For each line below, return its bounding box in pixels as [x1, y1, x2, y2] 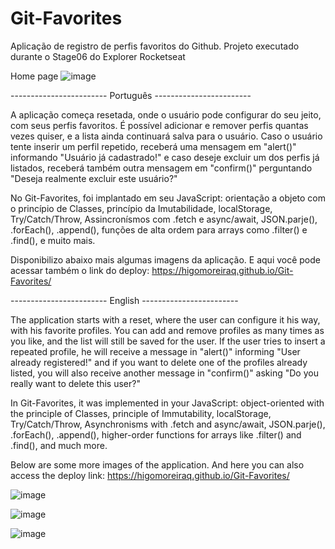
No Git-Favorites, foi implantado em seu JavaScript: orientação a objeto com [10, 192, 327, 204]
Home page [10, 70, 59, 82]
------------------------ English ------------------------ [10, 294, 239, 306]
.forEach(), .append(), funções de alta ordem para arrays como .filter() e [10, 223, 308, 236]
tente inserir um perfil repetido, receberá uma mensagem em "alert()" [10, 140, 297, 152]
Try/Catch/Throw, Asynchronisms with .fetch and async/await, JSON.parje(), [10, 418, 326, 430]
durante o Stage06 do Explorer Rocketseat [10, 50, 186, 62]
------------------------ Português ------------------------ [10, 89, 252, 101]
